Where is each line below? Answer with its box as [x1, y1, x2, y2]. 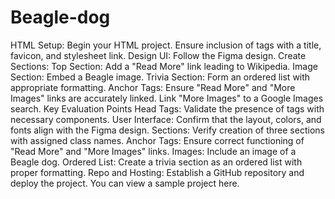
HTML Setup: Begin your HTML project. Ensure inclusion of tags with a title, [10, 39, 322, 51]
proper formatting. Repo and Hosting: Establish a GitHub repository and [10, 166, 305, 178]
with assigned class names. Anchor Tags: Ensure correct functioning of [10, 134, 305, 146]
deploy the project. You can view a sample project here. [10, 177, 240, 189]
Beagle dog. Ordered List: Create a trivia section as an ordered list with [10, 156, 303, 168]
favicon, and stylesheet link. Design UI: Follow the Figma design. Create [10, 49, 307, 61]
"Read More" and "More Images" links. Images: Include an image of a [10, 145, 297, 157]
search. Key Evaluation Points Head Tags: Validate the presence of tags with [10, 102, 325, 115]
